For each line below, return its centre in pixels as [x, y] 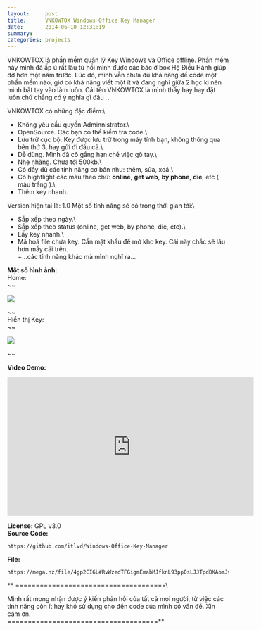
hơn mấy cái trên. [43, 249]
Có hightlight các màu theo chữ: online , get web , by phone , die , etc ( [118, 177]
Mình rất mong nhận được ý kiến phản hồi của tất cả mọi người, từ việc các [115, 599]
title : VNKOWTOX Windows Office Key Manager [82, 20]
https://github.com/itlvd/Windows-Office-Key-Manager [88, 546]
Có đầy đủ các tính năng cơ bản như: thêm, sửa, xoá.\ [95, 170]
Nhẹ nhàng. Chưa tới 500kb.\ [59, 162]
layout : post [33, 14]
